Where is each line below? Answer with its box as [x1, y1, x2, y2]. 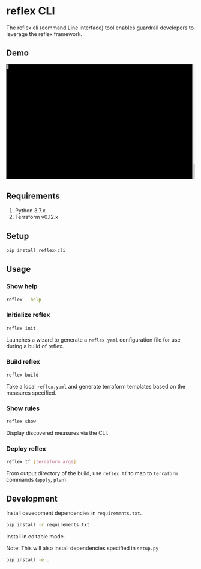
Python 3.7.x [14, 207, 46, 214]
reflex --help [6, 297, 42, 303]
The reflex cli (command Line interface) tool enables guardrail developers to [6, 24, 194, 31]
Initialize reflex [6, 311, 50, 319]
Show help [6, 282, 38, 291]
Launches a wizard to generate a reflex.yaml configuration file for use [6, 336, 181, 343]
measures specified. [6, 389, 57, 396]
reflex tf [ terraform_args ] [6, 459, 77, 465]
